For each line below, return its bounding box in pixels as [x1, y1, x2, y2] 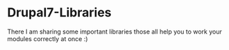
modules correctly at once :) [7, 34, 88, 42]
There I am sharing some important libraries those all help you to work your [7, 27, 222, 36]
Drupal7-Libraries [7, 5, 112, 21]
